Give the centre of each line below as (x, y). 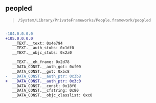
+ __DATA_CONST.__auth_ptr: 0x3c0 (43, 81)
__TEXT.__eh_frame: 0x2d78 (41, 62)
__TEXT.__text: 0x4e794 (37, 43)
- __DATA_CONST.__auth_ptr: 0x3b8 (43, 76)
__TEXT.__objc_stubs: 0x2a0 (42, 53)
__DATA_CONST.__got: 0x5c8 (41, 71)
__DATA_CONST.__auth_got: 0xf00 (47, 67)
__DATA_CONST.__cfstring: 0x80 (46, 91)
